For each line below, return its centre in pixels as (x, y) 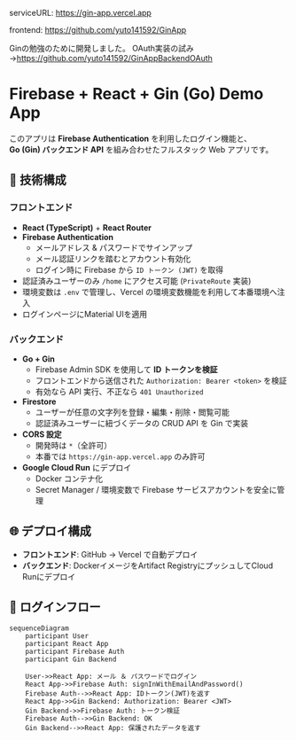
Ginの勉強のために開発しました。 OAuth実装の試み (102, 48)
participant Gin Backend (71, 659)
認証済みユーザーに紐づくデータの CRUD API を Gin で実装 (142, 423)
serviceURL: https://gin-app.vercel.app (81, 13)
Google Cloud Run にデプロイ (76, 467)
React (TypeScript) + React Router (87, 227)
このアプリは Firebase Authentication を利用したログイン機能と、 (131, 138)
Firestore (39, 401)
